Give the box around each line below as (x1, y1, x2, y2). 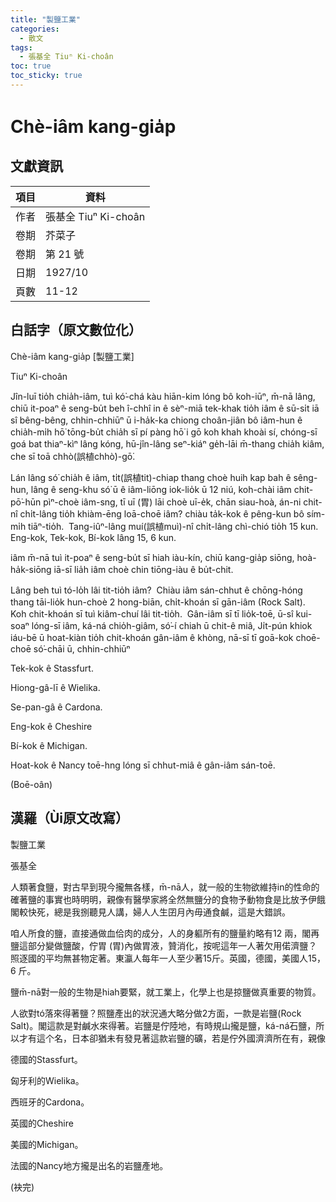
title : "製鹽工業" (10, 14, 82, 25)
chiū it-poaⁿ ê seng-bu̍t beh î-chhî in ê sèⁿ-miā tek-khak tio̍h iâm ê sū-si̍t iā (10, 402, 320, 414)
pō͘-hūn (10, 496, 42, 508)
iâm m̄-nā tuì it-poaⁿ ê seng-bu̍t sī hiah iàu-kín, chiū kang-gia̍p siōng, (10, 551, 295, 563)
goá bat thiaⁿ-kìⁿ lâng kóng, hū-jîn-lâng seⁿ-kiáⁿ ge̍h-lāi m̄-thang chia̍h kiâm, (10, 437, 325, 450)
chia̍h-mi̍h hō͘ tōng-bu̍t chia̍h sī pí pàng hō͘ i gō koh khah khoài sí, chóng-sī (10, 426, 318, 438)
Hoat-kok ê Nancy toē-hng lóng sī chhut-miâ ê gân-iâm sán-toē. (10, 759, 276, 771)
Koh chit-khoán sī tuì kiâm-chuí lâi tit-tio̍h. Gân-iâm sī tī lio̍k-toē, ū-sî (10, 607, 294, 620)
